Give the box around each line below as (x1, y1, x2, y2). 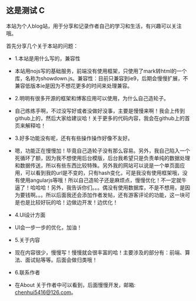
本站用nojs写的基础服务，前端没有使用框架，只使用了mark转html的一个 (14, 67, 187, 74)
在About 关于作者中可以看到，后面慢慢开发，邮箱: (14, 281, 136, 288)
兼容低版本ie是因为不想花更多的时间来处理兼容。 (14, 82, 133, 89)
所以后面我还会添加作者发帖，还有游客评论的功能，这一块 (45, 191, 185, 198)
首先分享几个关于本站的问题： (6, 42, 78, 49)
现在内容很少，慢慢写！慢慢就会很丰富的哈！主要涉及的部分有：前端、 (14, 248, 185, 256)
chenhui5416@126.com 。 (14, 289, 77, 296)
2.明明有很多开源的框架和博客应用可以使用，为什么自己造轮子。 (14, 94, 170, 102)
